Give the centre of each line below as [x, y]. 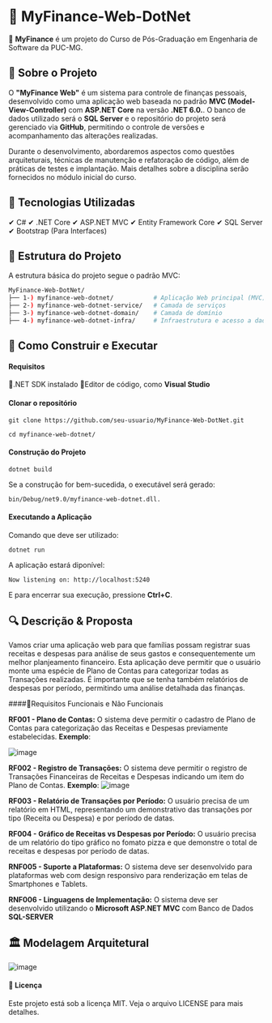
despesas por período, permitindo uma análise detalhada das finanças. [127, 688]
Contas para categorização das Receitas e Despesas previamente [118, 727]
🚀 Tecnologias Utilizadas [72, 203]
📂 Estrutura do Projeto [65, 256]
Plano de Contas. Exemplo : [54, 785]
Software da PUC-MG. [46, 47]
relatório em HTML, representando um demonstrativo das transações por [130, 809]
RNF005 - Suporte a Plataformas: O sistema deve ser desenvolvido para [130, 867]
